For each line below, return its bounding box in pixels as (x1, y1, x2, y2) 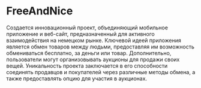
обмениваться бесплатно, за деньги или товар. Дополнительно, (6, 49, 172, 56)
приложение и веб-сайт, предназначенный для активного (6, 30, 155, 37)
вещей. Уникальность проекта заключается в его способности (6, 62, 168, 69)
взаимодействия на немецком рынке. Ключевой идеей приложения (6, 37, 181, 44)
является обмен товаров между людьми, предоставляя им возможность (6, 43, 195, 50)
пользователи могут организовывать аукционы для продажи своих (6, 56, 180, 63)
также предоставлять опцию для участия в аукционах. (6, 75, 148, 82)
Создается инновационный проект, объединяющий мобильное (6, 24, 168, 31)
